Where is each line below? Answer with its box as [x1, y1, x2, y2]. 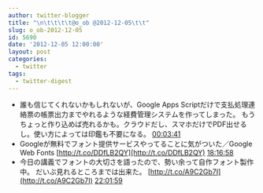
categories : [8, 56, 47, 64]
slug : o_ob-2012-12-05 [8, 26, 83, 34]
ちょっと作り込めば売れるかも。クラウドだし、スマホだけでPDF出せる [19, 119, 247, 129]
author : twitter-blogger [8, 11, 90, 20]
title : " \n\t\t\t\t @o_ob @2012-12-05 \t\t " [8, 19, 150, 27]
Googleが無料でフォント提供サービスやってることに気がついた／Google [19, 139, 253, 148]
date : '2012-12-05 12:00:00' [8, 41, 104, 49]
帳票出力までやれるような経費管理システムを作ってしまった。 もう [40, 109, 256, 118]
